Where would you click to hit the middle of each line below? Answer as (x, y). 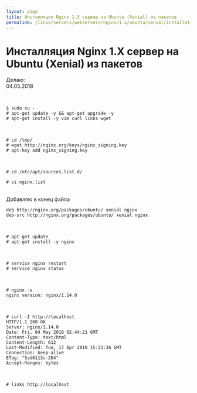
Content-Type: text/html (36, 337)
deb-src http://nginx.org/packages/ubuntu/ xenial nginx (77, 215)
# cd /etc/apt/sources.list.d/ (44, 172)
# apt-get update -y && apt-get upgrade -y (60, 114)
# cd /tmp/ (19, 140)
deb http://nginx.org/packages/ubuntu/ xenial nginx (72, 210)
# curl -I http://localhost (40, 317)
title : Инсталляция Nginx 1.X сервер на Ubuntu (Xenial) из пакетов (91, 17)
